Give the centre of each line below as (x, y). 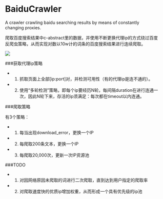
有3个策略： (17, 117)
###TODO (15, 165)
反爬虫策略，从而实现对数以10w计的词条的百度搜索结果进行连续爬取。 (75, 44)
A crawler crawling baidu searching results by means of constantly (72, 22)
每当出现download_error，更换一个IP (56, 132)
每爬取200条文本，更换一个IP (49, 144)
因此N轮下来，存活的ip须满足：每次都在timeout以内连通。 (86, 96)
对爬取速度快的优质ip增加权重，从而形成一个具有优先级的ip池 (81, 191)
